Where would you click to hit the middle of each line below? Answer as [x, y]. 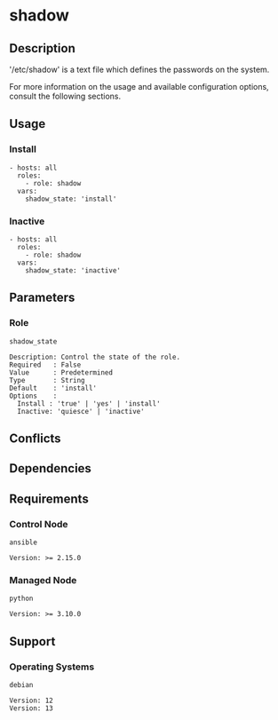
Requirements [49, 498]
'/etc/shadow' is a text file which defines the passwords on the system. [139, 69]
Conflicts [35, 439]
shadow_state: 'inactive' [73, 270]
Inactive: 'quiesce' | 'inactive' [81, 411]
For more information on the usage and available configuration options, [139, 87]
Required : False [45, 365]
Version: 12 [31, 701]
